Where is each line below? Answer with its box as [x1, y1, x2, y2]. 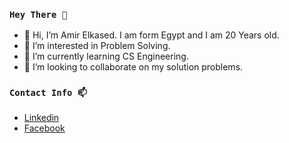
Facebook [23, 122, 66, 134]
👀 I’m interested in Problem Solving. [23, 40, 171, 52]
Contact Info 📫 [9, 87, 87, 99]
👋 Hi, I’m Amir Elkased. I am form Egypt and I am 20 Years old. [23, 29, 280, 41]
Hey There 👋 [9, 9, 68, 20]
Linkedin [23, 111, 60, 123]
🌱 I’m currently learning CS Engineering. [23, 50, 189, 63]
